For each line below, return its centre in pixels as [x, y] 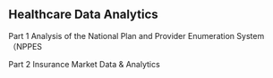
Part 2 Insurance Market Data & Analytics [84, 64]
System [250, 35]
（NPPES [25, 46]
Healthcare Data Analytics [83, 15]
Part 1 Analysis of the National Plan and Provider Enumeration [121, 35]
